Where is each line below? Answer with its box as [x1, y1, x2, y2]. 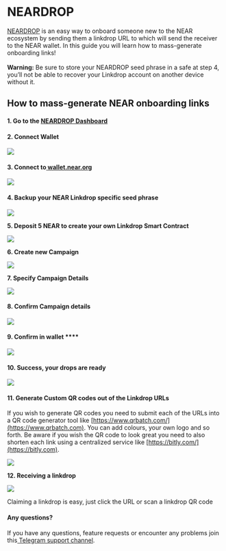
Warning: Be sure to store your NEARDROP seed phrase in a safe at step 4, [7, 63, 220, 71]
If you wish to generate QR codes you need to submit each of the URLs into [7, 409, 220, 417]
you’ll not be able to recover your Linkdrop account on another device [7, 70, 204, 79]
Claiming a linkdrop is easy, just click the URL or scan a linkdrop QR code [7, 498, 214, 506]
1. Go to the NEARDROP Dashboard [7, 117, 108, 125]
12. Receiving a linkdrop [7, 472, 77, 480]
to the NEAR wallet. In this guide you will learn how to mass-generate [7, 41, 202, 49]
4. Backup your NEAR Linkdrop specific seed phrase [7, 193, 159, 201]
